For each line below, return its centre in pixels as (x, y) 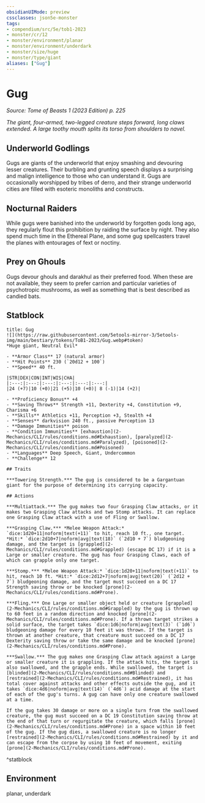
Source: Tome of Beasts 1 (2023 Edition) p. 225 (66, 110)
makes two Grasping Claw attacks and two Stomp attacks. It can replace (101, 512)
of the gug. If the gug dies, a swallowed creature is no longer (91, 732)
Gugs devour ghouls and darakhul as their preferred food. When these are (100, 276)
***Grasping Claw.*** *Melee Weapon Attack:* (65, 528)
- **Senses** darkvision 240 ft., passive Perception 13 (80, 421)
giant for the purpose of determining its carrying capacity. (87, 485)
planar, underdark (29, 793)
